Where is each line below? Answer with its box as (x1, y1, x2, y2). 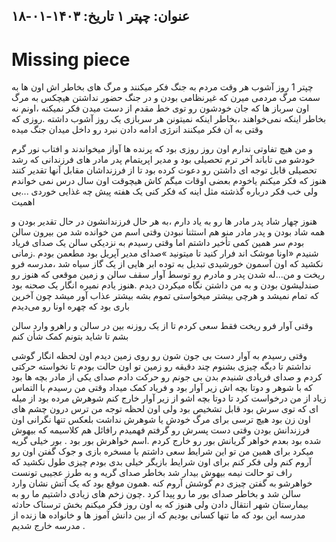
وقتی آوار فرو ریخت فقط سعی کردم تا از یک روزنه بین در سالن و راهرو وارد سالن (11, 320, 314, 332)
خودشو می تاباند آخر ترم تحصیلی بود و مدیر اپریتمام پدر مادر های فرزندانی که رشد (11, 154, 316, 166)
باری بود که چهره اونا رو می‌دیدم (11, 300, 130, 313)
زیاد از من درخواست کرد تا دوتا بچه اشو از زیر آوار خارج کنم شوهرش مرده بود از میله (11, 392, 327, 404)
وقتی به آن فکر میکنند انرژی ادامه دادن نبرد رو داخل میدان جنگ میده (11, 124, 264, 136)
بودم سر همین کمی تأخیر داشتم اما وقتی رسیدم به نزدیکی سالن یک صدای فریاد (11, 237, 305, 249)
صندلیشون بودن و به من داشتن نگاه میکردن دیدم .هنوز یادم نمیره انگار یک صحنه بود (11, 279, 319, 291)
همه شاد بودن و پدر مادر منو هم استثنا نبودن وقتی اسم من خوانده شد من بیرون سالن (11, 226, 326, 238)
